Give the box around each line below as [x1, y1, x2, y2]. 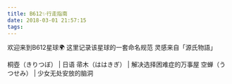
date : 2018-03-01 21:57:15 [7, 17, 87, 24]
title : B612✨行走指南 [7, 10, 68, 17]
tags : [7, 23, 23, 30]
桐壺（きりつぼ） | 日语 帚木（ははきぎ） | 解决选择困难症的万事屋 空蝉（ [7, 60, 220, 69]
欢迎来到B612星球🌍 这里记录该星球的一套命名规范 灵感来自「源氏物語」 [7, 43, 217, 52]
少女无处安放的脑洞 [37, 69, 94, 78]
